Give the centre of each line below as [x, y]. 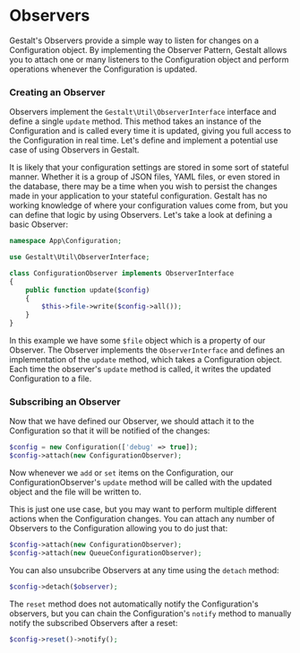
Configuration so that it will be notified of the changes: [110, 431]
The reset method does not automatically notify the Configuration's [134, 604]
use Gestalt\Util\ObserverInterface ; [80, 257]
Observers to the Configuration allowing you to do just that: [119, 528]
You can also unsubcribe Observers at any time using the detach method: [144, 570]
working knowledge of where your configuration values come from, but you [149, 205]
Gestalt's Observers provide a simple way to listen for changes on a [134, 40]
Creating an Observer [57, 92]
